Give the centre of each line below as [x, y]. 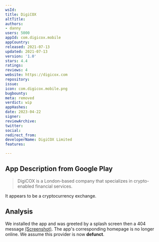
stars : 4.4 [16, 61]
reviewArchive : [21, 121]
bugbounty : [16, 93]
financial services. [54, 186]
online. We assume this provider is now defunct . [55, 234]
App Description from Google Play [59, 169]
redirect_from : [21, 135]
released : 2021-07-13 [28, 47]
